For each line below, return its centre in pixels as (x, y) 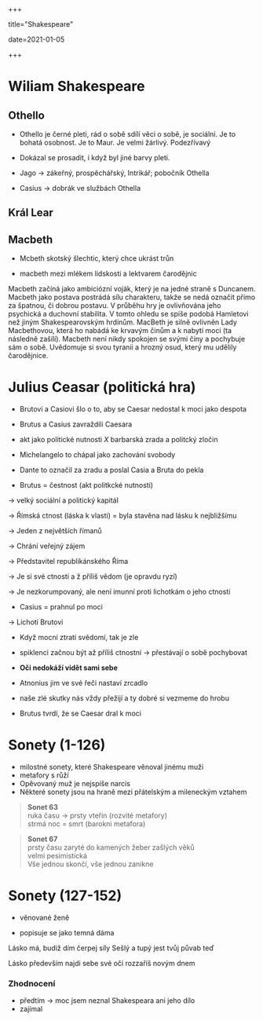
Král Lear (31, 213)
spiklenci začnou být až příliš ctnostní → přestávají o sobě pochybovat (133, 653)
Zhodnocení (32, 983)
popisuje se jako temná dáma (67, 933)
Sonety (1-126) (57, 745)
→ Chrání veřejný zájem (47, 546)
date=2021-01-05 (37, 39)
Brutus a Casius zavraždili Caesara (76, 424)
